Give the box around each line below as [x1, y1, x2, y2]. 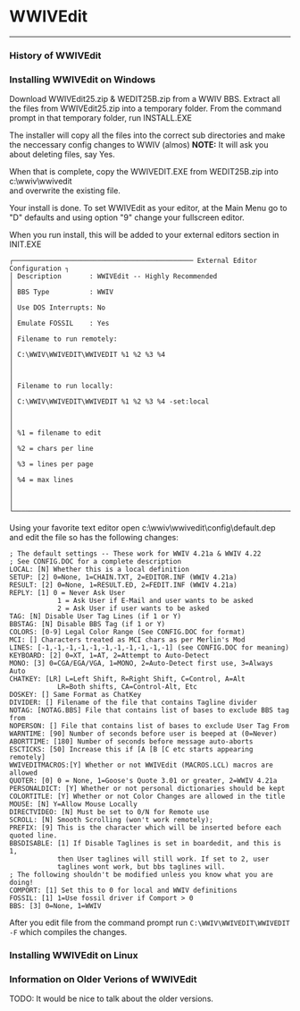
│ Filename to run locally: [9, 382, 114, 391]
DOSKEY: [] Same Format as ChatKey [9, 691, 142, 700]
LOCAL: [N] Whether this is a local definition [9, 565, 190, 574]
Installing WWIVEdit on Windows [9, 73, 156, 86]
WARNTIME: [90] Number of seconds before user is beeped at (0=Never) [9, 729, 278, 739]
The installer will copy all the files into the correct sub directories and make [9, 130, 286, 140]
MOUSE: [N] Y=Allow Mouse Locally [9, 800, 138, 809]
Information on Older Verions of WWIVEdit [9, 973, 198, 985]
